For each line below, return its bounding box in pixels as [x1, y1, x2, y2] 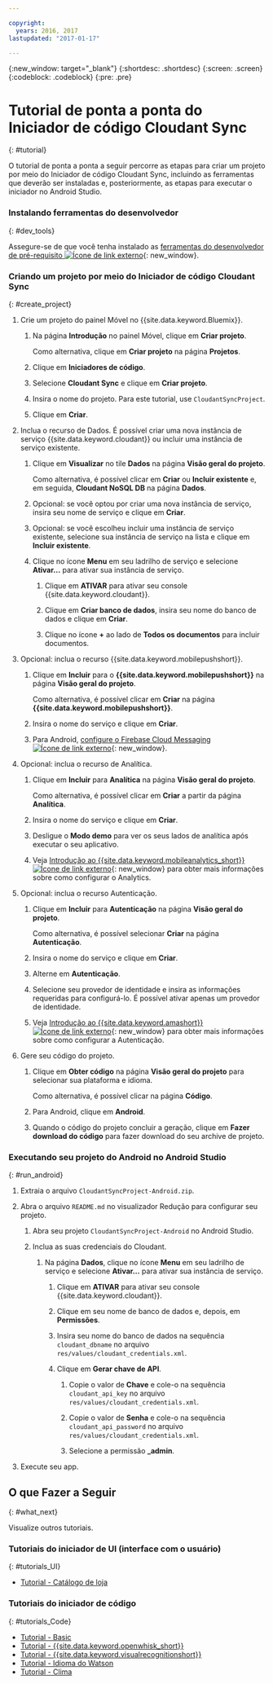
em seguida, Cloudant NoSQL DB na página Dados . [32, 482, 206, 493]
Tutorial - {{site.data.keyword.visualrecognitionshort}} [20, 1649, 202, 1659]
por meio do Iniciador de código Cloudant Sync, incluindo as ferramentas [8, 169, 254, 179]
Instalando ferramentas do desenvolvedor [8, 207, 179, 218]
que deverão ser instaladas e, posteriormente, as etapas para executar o [8, 178, 253, 188]
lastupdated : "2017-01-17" [8, 34, 100, 42]
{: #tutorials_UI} [8, 1562, 61, 1572]
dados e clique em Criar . [44, 613, 129, 623]
